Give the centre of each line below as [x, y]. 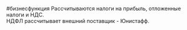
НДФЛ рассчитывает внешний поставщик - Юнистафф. [78, 21]
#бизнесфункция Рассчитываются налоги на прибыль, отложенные [94, 9]
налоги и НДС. [25, 15]
